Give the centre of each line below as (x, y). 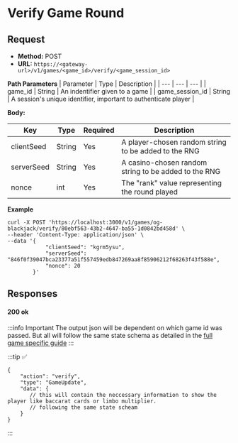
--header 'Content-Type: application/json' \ (75, 235)
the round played (150, 192)
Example (21, 209)
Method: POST (40, 56)
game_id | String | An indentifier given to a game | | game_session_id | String (119, 91)
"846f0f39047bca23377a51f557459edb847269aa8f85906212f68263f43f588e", (114, 260)
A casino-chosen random (164, 163)
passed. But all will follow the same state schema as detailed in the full (110, 335)
